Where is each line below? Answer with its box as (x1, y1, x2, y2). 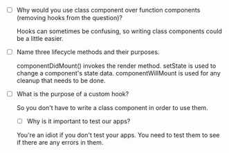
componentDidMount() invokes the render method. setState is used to (16, 62, 217, 70)
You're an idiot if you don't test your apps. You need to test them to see (16, 131, 220, 139)
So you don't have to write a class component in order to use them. (16, 104, 208, 112)
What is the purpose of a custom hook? (16, 90, 129, 98)
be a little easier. (16, 35, 64, 43)
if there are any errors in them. (16, 138, 104, 147)
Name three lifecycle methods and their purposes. (16, 48, 160, 56)
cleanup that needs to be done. (16, 76, 107, 85)
